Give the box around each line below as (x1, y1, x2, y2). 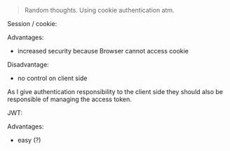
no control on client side (17, 74, 88, 82)
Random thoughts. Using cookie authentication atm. (24, 6, 175, 14)
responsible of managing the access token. (7, 95, 132, 103)
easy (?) (17, 136, 41, 144)
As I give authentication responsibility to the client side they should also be (7, 88, 223, 96)
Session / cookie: (7, 20, 57, 27)
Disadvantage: (7, 60, 49, 69)
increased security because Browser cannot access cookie (17, 47, 189, 55)
